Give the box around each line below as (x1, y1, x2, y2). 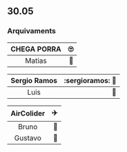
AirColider (10, 108, 46, 118)
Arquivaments (7, 26, 57, 36)
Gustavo (14, 133, 41, 142)
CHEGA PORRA (10, 44, 61, 54)
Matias (25, 55, 47, 65)
